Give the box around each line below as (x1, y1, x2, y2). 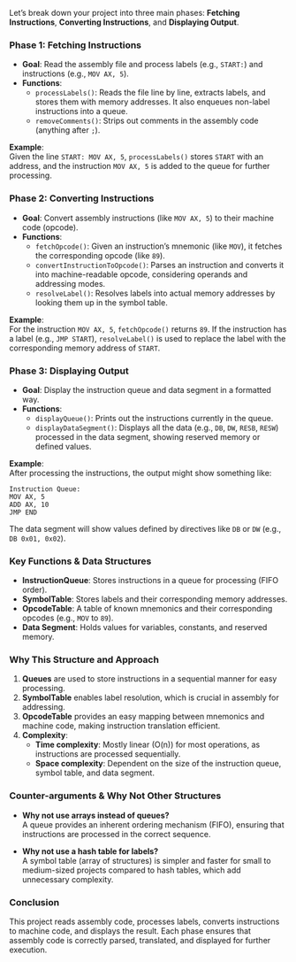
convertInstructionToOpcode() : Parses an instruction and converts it (34, 259, 285, 270)
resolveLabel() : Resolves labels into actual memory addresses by (34, 288, 276, 298)
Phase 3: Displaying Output (9, 365, 130, 377)
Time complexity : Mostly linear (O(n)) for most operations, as (34, 739, 261, 750)
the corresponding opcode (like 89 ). (34, 250, 165, 260)
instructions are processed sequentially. (34, 749, 181, 759)
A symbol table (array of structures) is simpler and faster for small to (21, 855, 271, 866)
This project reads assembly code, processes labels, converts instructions (9, 916, 280, 927)
